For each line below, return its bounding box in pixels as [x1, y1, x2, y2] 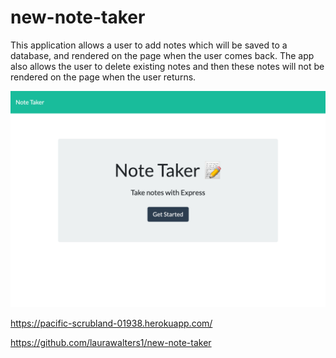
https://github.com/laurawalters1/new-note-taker [10, 337, 212, 349]
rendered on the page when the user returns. [10, 71, 197, 83]
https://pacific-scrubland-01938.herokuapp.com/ [10, 317, 213, 330]
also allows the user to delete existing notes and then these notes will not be [10, 60, 325, 72]
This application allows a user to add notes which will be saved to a [10, 39, 288, 51]
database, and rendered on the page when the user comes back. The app [10, 49, 315, 61]
